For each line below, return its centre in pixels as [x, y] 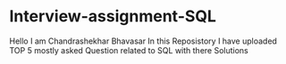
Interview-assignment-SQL [113, 16]
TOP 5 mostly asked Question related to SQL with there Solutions [129, 50]
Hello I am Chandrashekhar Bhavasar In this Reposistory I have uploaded [143, 41]
